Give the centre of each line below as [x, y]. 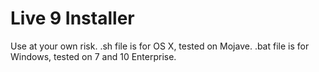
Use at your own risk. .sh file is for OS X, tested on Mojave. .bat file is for [160, 46]
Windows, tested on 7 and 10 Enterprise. [93, 56]
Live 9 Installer [72, 18]
